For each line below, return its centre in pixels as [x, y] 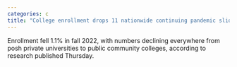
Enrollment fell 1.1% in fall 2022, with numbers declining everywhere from [114, 40]
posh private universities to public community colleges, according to [107, 48]
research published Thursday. [51, 55]
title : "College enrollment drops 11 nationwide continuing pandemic [112, 20]
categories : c [28, 14]
